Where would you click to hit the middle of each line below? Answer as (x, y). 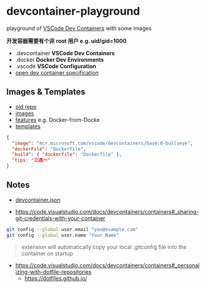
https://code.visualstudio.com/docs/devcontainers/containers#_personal (107, 265)
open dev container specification (57, 72)
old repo (26, 107)
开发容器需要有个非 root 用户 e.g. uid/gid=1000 (67, 40)
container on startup (47, 253)
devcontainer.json (38, 200)
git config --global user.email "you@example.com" (72, 229)
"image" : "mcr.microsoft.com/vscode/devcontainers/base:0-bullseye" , (102, 143)
